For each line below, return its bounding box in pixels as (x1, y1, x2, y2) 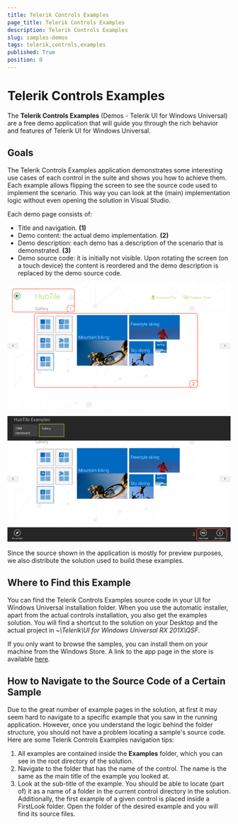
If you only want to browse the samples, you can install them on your (7, 639, 208, 648)
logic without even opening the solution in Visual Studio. (7, 196, 171, 204)
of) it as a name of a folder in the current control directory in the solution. (17, 786, 231, 795)
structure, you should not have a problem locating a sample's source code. (7, 727, 226, 736)
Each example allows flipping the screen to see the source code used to (7, 181, 217, 189)
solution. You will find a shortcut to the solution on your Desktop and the (7, 618, 218, 627)
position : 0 (7, 57, 42, 64)
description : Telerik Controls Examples (7, 26, 129, 33)
